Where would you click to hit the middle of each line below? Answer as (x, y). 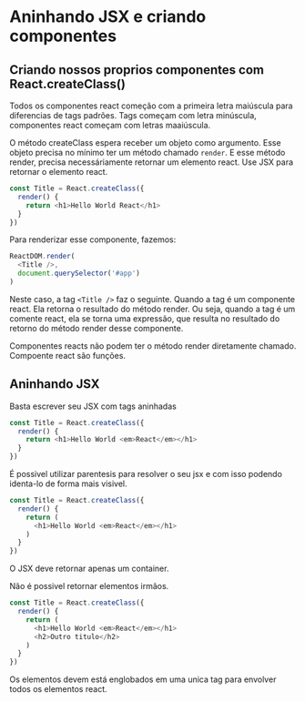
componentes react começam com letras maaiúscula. (110, 125)
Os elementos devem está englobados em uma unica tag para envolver (143, 679)
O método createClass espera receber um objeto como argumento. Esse (145, 142)
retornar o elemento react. (59, 172)
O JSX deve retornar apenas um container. (89, 569)
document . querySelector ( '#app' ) (79, 274)
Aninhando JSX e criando (108, 17)
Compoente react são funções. (67, 355)
